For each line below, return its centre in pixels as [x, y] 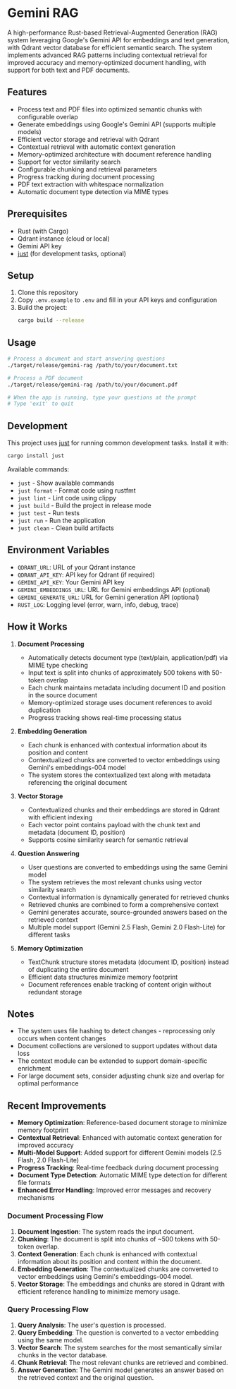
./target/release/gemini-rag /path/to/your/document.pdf [93, 385]
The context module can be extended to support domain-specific [112, 1061]
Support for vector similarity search [69, 162]
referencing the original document [77, 782]
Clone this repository [48, 293]
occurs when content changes [62, 1038]
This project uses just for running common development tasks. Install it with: [118, 443]
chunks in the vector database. [62, 1355]
